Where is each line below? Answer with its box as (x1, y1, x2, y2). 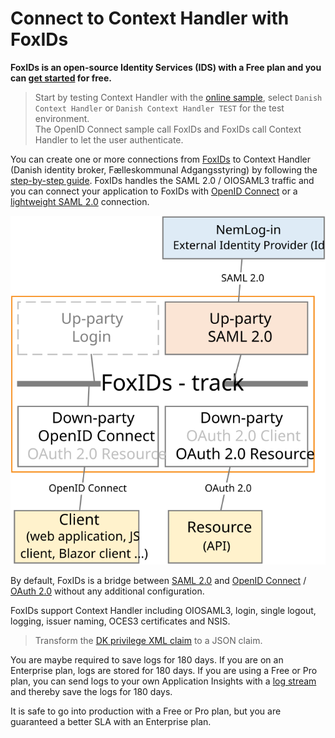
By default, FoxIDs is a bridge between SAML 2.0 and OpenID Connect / (10, 575, 307, 587)
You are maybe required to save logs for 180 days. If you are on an (10, 654, 284, 666)
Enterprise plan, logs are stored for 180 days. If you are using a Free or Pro (10, 665, 318, 677)
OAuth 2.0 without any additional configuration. (10, 585, 205, 597)
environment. (34, 112, 90, 124)
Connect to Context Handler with (10, 7, 290, 30)
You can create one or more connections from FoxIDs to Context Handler (10, 153, 311, 165)
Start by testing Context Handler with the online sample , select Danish (34, 91, 323, 103)
